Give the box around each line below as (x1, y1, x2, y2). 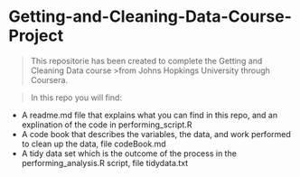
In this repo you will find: (30, 92, 123, 103)
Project (8, 25, 64, 46)
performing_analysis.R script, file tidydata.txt (21, 157, 189, 168)
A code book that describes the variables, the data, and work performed (21, 128, 291, 139)
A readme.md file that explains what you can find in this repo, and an (21, 109, 277, 120)
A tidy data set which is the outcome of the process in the (21, 147, 237, 159)
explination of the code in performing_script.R (21, 119, 192, 130)
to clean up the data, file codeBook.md (21, 138, 166, 149)
